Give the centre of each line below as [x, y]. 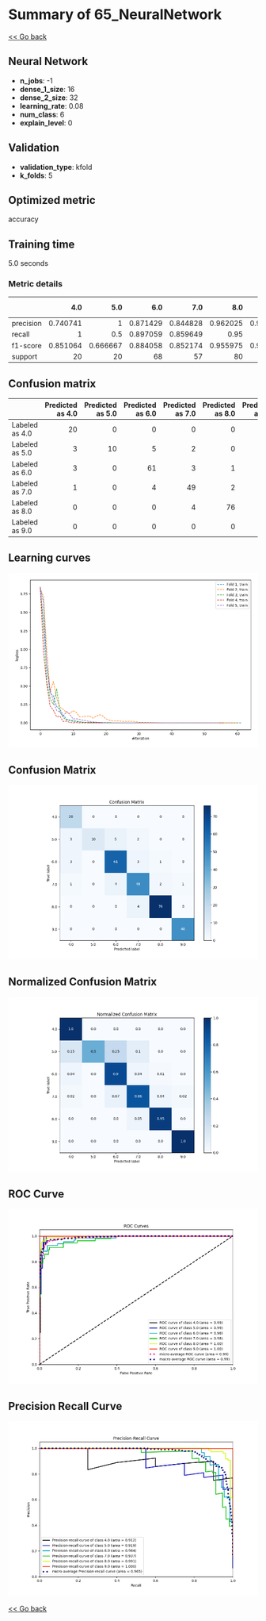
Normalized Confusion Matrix [82, 982]
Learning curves [49, 558]
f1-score [27, 345]
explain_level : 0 [46, 123]
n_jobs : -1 [36, 80]
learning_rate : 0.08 [51, 106]
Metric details [36, 284]
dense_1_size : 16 [47, 89]
